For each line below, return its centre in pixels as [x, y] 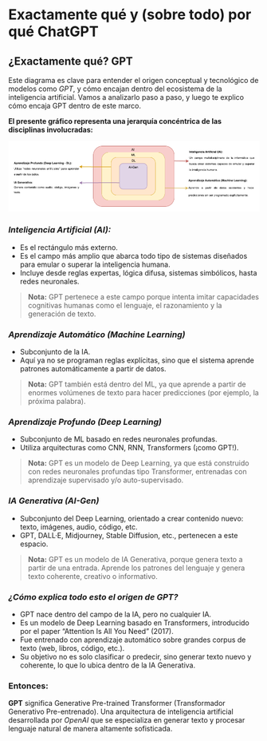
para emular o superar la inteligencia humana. [95, 264]
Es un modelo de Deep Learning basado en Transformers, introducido [134, 622]
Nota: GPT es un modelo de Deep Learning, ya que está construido [138, 463]
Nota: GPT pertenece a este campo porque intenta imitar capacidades [143, 296]
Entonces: [29, 686]
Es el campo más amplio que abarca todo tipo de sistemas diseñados [133, 256]
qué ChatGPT [53, 32]
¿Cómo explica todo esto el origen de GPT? [93, 596]
